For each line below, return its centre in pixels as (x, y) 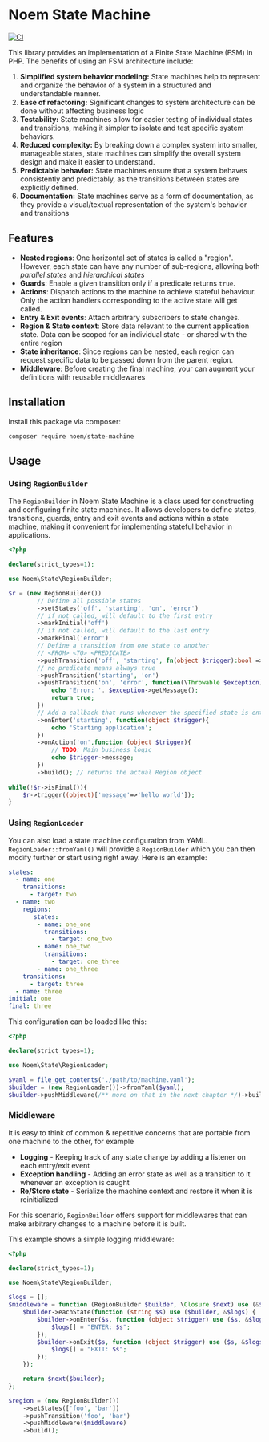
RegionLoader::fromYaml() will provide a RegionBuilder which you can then (132, 849)
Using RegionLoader (46, 823)
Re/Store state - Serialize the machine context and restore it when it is (136, 1191)
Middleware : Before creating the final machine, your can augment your (137, 368)
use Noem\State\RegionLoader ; (59, 1065)
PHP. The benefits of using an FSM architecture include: (101, 61)
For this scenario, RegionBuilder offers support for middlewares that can (128, 1215)
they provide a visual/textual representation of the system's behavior (133, 204)
